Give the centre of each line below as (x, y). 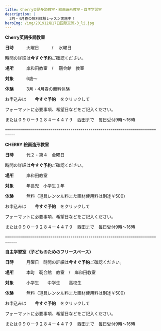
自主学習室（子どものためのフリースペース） (49, 252)
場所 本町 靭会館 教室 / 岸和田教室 (50, 272)
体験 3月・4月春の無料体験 (38, 89)
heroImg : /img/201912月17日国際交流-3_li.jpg (50, 23)
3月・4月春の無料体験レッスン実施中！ (42, 18)
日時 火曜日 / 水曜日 (38, 48)
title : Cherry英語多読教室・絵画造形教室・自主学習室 (54, 9)
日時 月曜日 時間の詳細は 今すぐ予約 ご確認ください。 (64, 262)
